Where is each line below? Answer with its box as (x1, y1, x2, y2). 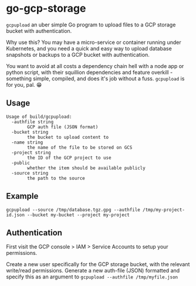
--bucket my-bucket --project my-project (27, 212, 130, 218)
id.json (6, 212, 25, 218)
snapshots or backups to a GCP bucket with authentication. (6, 51, 150, 58)
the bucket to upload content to (27, 134, 109, 140)
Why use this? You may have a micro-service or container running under (6, 39, 181, 46)
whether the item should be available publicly (27, 165, 146, 171)
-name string (11, 139, 43, 145)
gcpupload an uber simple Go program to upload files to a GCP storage (6, 21, 176, 28)
